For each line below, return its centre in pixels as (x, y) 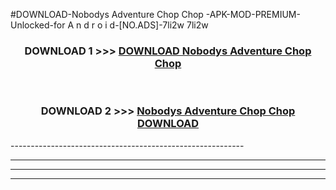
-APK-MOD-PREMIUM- (253, 14)
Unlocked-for (38, 25)
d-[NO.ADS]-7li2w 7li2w (159, 25)
